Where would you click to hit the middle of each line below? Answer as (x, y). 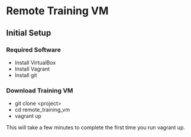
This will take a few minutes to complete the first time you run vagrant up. (96, 128)
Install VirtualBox (35, 62)
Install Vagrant (32, 69)
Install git (26, 75)
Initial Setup (29, 33)
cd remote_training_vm (42, 110)
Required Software (33, 50)
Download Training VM (40, 90)
